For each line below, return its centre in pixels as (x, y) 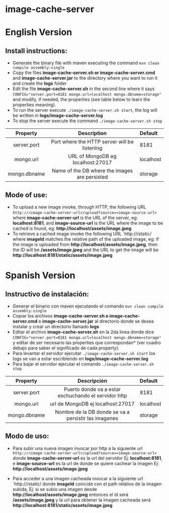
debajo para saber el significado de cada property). (66, 348)
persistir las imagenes (92, 418)
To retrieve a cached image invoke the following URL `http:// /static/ (82, 234)
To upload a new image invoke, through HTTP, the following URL (79, 207)
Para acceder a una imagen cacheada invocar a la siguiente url (78, 478)
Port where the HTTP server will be (93, 142)
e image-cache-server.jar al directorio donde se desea (96, 321)
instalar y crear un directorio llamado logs (56, 326)
